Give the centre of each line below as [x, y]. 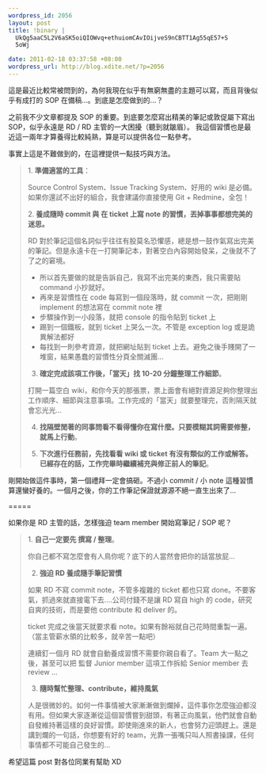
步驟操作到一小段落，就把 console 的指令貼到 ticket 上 [127, 317]
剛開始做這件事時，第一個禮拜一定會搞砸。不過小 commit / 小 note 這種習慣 [131, 480]
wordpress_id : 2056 [40, 15]
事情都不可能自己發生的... [69, 745]
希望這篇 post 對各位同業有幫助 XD [65, 761]
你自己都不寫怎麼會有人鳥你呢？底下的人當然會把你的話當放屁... [131, 556]
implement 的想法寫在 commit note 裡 [101, 307]
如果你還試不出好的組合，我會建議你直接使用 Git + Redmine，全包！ [138, 197]
